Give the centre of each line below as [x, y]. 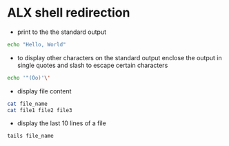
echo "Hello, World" [37, 44]
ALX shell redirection [69, 13]
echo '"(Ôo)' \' [29, 77]
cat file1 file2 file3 [40, 110]
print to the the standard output [62, 32]
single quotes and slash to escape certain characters [92, 65]
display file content [44, 91]
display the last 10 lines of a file [62, 123]
